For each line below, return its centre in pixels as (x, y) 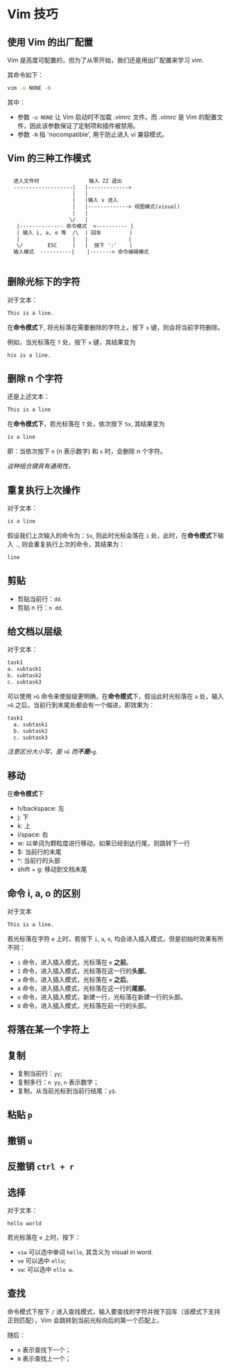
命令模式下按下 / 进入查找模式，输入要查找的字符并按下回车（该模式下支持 (114, 1311)
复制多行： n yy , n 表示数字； (58, 1083)
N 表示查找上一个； (44, 1358)
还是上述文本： (28, 396)
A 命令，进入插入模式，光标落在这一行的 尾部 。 (84, 988)
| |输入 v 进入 (95, 200)
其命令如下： (25, 75)
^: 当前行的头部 (39, 861)
